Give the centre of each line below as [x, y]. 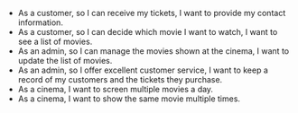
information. [40, 22]
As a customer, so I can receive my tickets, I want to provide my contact [152, 13]
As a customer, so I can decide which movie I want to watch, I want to [148, 32]
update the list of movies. [65, 61]
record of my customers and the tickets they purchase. [120, 79]
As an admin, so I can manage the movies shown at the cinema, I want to [154, 51]
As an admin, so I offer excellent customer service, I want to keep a [143, 70]
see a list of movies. [55, 41]
